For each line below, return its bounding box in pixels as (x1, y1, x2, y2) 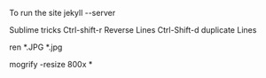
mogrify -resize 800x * (9, 59, 93, 69)
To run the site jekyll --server (9, 8, 116, 18)
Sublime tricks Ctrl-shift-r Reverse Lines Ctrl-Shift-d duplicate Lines (9, 25, 257, 35)
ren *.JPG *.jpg (9, 42, 63, 52)
